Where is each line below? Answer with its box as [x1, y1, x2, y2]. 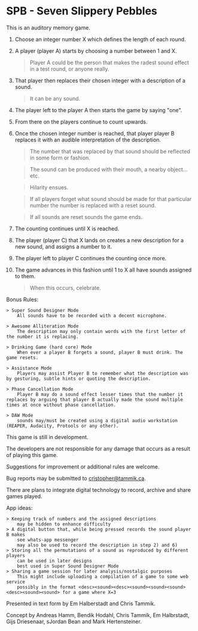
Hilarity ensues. [29, 184, 69, 191]
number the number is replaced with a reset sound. [29, 202, 157, 209]
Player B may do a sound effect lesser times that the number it [17, 391, 184, 397]
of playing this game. [6, 451, 58, 458]
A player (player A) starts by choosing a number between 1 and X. [14, 47, 177, 55]
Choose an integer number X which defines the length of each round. [14, 35, 187, 43]
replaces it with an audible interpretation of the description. [14, 136, 162, 143]
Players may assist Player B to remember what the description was [17, 370, 188, 376]
